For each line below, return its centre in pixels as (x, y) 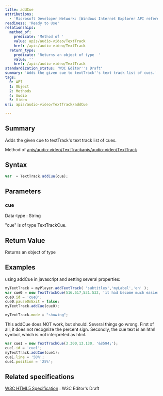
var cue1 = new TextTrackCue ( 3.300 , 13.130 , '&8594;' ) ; (62, 343)
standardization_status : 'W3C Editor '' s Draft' (54, 69)
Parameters (23, 191)
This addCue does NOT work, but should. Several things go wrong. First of (80, 324)
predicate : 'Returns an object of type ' (57, 55)
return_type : (23, 50)
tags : (10, 77)
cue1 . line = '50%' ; (25, 357)
